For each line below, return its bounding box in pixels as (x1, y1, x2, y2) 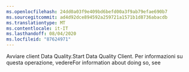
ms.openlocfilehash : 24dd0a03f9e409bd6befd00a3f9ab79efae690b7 (6, 8, 168, 15)
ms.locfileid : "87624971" (6, 36, 71, 42)
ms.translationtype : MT (6, 20, 66, 26)
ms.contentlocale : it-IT (6, 25, 68, 32)
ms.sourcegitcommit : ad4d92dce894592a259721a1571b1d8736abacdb (6, 14, 168, 20)
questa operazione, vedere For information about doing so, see (6, 59, 161, 66)
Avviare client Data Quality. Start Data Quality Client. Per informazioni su (6, 53, 183, 60)
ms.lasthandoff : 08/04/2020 (6, 31, 77, 37)
